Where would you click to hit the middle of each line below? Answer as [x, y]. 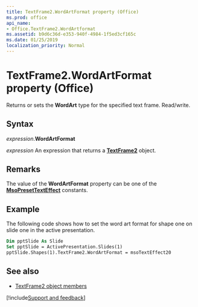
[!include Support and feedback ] [46, 297]
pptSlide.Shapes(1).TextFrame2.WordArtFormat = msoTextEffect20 [89, 253]
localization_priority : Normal [46, 46]
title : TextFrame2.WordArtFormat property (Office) [72, 12]
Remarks [24, 170]
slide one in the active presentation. [51, 230]
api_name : [19, 23]
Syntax [20, 124]
